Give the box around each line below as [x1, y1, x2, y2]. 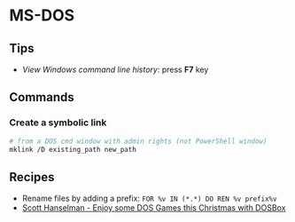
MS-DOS [9, 5, 75, 26]
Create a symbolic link [9, 116, 107, 129]
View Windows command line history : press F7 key [21, 64, 209, 75]
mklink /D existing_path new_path [9, 145, 137, 154]
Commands [9, 90, 75, 105]
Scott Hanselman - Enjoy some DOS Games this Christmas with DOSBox [21, 202, 286, 213]
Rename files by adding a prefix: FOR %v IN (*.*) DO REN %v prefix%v [21, 193, 277, 204]
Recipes [9, 170, 55, 185]
